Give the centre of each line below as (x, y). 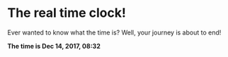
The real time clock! (67, 13)
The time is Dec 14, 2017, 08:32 (54, 46)
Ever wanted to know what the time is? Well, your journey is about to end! (114, 32)
